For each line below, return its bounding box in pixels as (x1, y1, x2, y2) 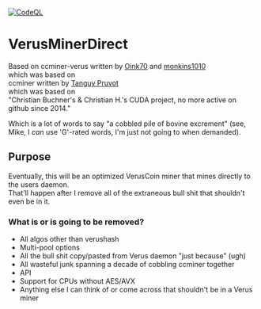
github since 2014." (8, 103, 71, 113)
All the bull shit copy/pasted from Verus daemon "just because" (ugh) (19, 251, 247, 261)
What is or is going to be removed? (8, 216, 145, 227)
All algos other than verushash (19, 235, 119, 244)
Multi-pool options (19, 242, 81, 253)
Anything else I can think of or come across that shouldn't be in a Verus (19, 285, 253, 295)
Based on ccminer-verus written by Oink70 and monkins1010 (8, 61, 206, 71)
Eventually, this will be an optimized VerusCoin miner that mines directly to (8, 171, 251, 181)
